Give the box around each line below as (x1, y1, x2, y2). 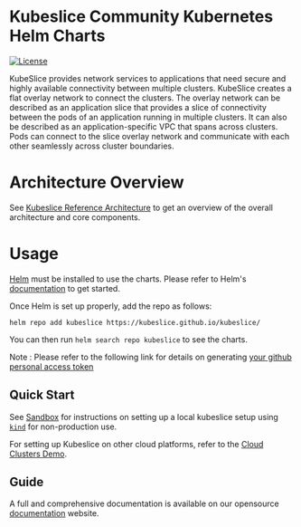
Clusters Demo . (9, 448, 68, 459)
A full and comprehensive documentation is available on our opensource (9, 498, 279, 509)
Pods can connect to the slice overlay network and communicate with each (9, 130, 290, 141)
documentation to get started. (9, 283, 120, 293)
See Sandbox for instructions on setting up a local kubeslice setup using (9, 411, 278, 422)
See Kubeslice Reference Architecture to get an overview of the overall (9, 202, 274, 213)
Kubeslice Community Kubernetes (9, 6, 274, 27)
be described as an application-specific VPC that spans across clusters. (9, 120, 278, 132)
